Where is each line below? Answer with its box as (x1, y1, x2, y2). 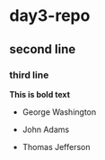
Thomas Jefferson (22, 141, 92, 152)
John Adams (22, 124, 70, 135)
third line (9, 69, 49, 81)
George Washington (22, 106, 97, 118)
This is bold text (9, 89, 70, 99)
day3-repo (9, 5, 91, 26)
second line (9, 42, 76, 57)
